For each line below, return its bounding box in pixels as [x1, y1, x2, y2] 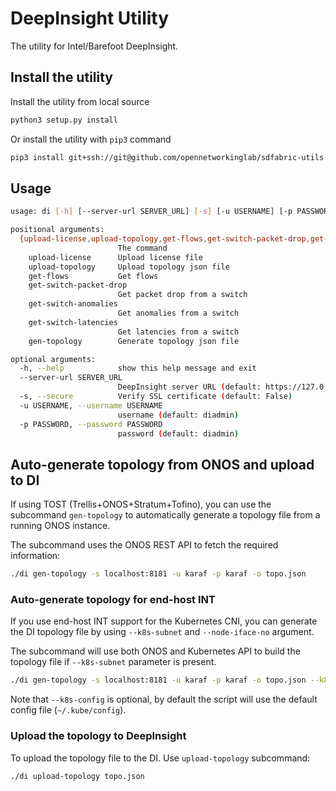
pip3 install [10, 152, 65, 162]
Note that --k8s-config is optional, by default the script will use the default [10, 693, 318, 706]
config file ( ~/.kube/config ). [10, 704, 127, 716]
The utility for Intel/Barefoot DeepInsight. [10, 40, 179, 52]
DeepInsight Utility [10, 7, 170, 30]
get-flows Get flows [28, 271, 159, 281]
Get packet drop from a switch [117, 290, 248, 300]
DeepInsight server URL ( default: [117, 382, 262, 392]
